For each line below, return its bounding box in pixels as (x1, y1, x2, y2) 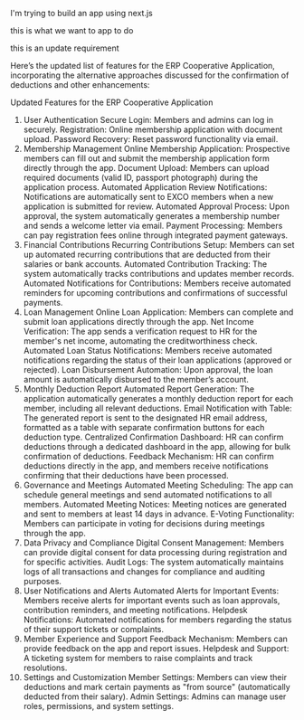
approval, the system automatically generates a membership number (23, 211, 280, 221)
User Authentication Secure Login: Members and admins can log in (23, 115, 274, 125)
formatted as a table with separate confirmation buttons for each (23, 422, 265, 432)
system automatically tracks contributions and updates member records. (23, 269, 295, 279)
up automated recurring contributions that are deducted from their (23, 249, 271, 260)
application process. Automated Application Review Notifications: (23, 182, 268, 193)
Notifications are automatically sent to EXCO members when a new (23, 192, 274, 202)
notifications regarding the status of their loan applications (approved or (23, 355, 292, 365)
